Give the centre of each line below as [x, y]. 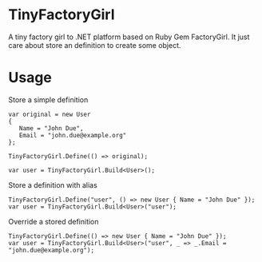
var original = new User [50, 114]
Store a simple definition [48, 99]
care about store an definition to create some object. [95, 45]
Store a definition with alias [53, 185]
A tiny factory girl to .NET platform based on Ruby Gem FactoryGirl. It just [129, 37]
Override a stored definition [54, 221]
